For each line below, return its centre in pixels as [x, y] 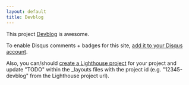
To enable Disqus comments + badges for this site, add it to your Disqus [94, 45]
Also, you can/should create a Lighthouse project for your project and [92, 63]
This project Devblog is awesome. [48, 34]
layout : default [26, 12]
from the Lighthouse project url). [70, 76]
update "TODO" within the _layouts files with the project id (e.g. [84, 69]
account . [17, 51]
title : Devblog [25, 17]
